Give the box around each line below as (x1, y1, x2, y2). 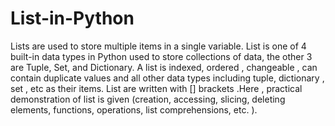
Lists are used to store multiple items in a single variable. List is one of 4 (10, 40, 307, 52)
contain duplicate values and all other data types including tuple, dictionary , (10, 72, 325, 84)
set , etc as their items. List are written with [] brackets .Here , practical (10, 82, 303, 94)
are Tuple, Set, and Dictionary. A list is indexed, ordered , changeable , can (10, 61, 318, 73)
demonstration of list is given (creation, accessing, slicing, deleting (10, 93, 286, 105)
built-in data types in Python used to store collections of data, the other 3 (10, 50, 313, 62)
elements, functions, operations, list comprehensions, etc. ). (10, 103, 258, 116)
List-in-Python (10, 7, 135, 30)
